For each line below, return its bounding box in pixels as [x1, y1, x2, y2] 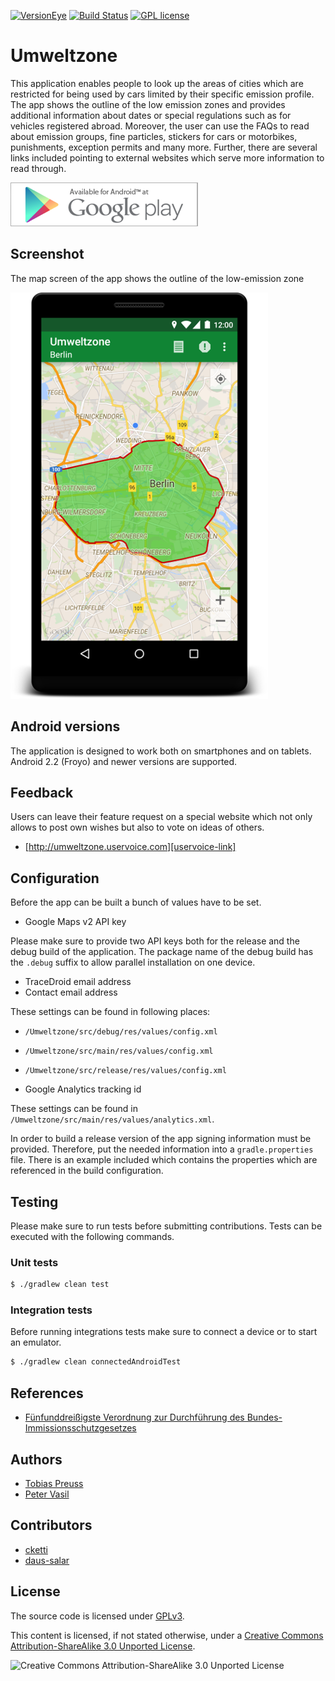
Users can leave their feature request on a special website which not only [10, 811, 313, 823]
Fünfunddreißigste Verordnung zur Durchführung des [24, 1411, 245, 1424]
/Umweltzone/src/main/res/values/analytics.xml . [10, 1113, 215, 1125]
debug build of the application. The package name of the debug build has [10, 946, 314, 958]
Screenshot [10, 246, 85, 263]
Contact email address [24, 986, 118, 999]
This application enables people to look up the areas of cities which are [10, 77, 304, 89]
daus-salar [24, 1554, 70, 1566]
